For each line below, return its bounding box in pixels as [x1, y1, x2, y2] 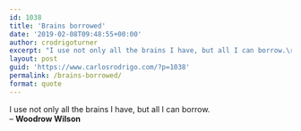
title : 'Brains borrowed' [9, 21, 106, 30]
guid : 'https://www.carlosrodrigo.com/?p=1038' [9, 63, 191, 72]
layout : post [9, 54, 58, 63]
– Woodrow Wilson [9, 113, 81, 124]
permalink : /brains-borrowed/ [9, 71, 123, 80]
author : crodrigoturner [9, 37, 99, 47]
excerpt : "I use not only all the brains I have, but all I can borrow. [9, 46, 287, 55]
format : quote [9, 79, 63, 88]
